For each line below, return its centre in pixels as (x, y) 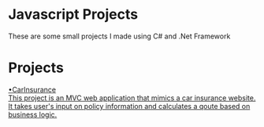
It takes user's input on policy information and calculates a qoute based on (129, 106)
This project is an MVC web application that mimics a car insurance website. (132, 98)
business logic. (33, 114)
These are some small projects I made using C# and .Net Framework (119, 36)
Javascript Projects (73, 15)
